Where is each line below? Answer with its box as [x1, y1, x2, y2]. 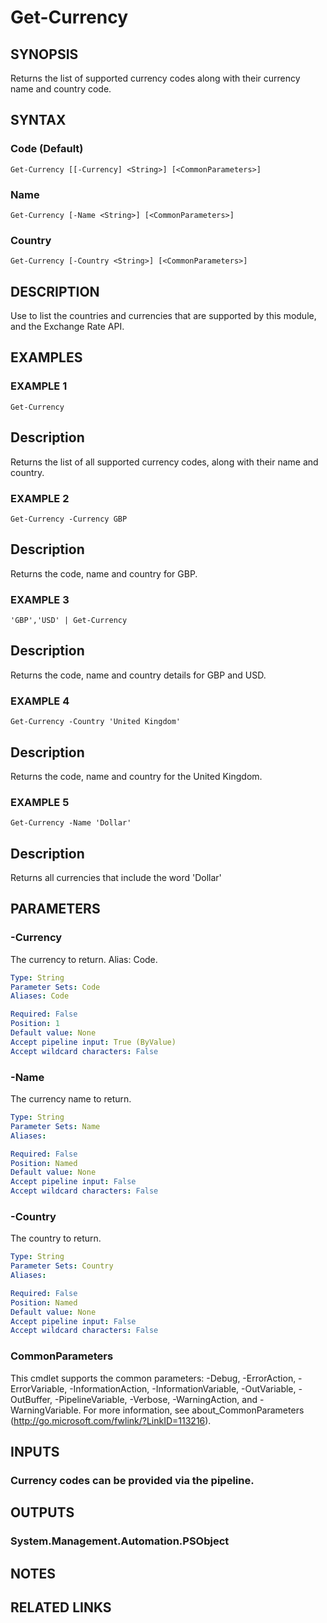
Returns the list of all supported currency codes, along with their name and [10, 456, 319, 468]
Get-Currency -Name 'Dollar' [10, 818, 132, 828]
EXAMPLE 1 [10, 379, 68, 393]
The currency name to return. [10, 1093, 132, 1105]
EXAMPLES [10, 349, 83, 366]
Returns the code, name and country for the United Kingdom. [10, 770, 263, 782]
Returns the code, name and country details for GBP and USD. [10, 669, 267, 681]
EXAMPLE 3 [10, 592, 70, 606]
